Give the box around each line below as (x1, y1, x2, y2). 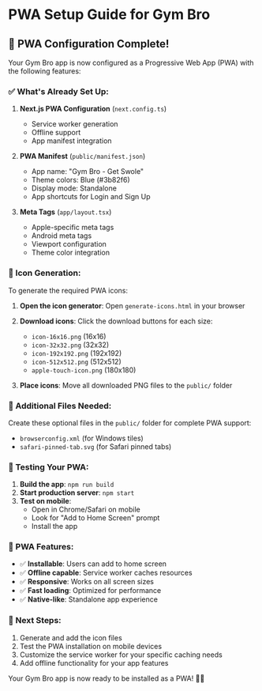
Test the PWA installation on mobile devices (19, 641, 163, 651)
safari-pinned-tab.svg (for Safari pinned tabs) (19, 441, 172, 451)
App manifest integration (31, 136, 112, 145)
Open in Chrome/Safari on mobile (31, 504, 140, 515)
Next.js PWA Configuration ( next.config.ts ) (19, 104, 167, 114)
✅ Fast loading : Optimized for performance (19, 586, 162, 595)
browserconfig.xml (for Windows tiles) (19, 433, 144, 443)
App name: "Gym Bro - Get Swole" (31, 167, 144, 176)
